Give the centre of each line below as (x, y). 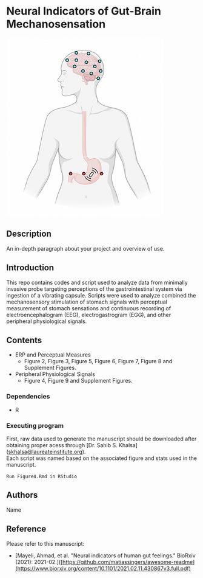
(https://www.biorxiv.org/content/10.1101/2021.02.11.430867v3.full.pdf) (103, 568)
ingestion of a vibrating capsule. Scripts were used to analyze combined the (101, 295)
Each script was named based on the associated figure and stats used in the (101, 458)
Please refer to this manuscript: (45, 543)
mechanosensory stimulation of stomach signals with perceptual (87, 302)
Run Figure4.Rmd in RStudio (42, 476)
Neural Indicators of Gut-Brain (84, 11)
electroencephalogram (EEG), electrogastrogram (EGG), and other (89, 315)
